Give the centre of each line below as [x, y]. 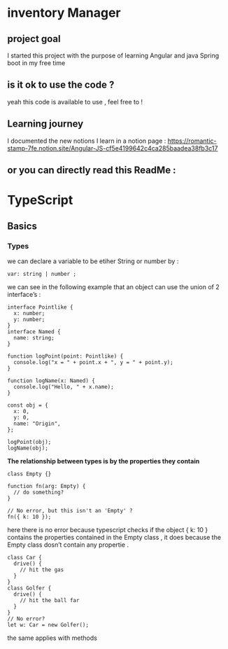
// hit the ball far [50, 600]
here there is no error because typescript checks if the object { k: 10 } [108, 529]
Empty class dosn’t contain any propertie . [68, 545]
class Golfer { [29, 588]
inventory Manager [64, 13]
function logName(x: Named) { [51, 381]
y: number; [29, 319]
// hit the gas [42, 570]
